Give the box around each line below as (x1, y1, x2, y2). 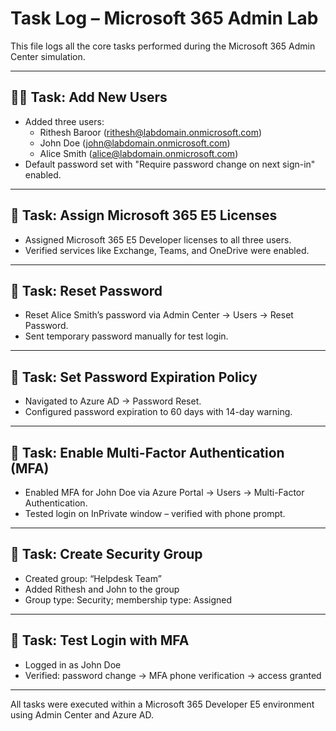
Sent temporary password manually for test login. (24, 330, 229, 342)
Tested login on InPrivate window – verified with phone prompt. (24, 508, 286, 519)
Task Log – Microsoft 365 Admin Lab (10, 7, 319, 30)
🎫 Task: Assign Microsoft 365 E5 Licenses (10, 207, 278, 224)
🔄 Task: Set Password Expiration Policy (10, 368, 258, 386)
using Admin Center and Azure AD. (10, 708, 155, 721)
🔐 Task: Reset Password (10, 282, 163, 299)
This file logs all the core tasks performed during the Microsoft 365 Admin (10, 40, 316, 52)
